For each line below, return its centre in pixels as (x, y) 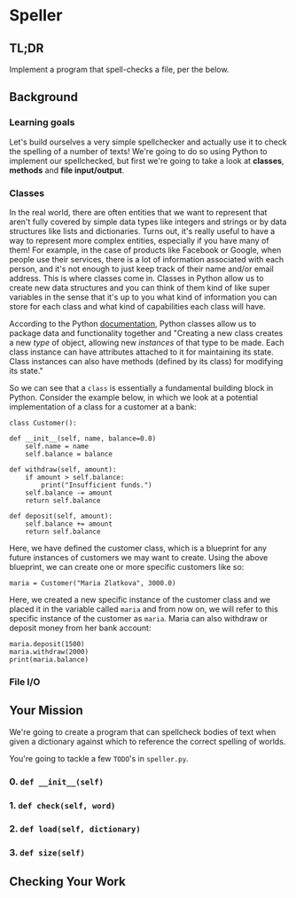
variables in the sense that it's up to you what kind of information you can (143, 297)
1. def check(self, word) (62, 805)
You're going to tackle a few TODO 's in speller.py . (99, 758)
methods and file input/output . (67, 170)
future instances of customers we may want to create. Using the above (139, 557)
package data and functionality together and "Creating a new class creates (146, 332)
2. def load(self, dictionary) (75, 829)
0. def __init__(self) (57, 781)
